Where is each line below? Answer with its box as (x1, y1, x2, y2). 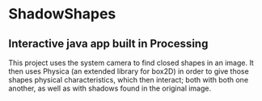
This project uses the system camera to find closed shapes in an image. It (8, 58, 255, 67)
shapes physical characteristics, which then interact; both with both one (8, 75, 249, 84)
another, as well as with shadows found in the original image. (8, 83, 212, 93)
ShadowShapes (8, 5, 116, 23)
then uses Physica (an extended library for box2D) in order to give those (8, 67, 249, 76)
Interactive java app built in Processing (8, 37, 209, 50)
